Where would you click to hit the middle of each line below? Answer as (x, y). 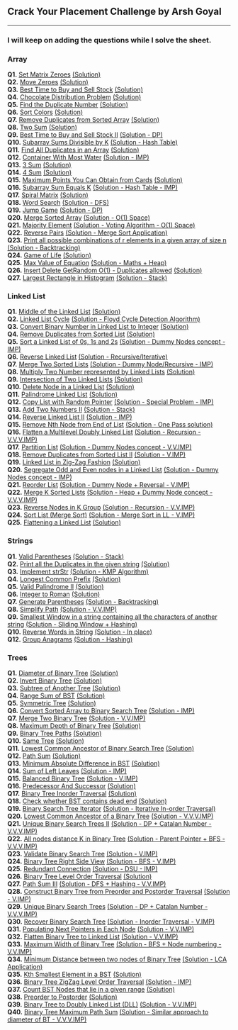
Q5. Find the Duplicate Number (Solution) (68, 105)
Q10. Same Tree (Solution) (46, 741)
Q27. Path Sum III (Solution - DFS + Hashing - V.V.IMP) (87, 884)
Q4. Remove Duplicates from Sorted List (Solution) (81, 334)
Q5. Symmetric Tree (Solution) (52, 703)
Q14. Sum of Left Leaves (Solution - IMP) (67, 771)
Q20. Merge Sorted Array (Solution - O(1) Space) (79, 218)
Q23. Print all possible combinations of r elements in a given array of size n (117, 240)
